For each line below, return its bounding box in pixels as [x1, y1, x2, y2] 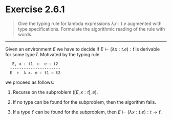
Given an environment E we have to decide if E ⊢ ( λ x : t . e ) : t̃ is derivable [5, 46, 160, 52]
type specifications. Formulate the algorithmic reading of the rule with [17, 26, 165, 32]
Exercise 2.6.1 [5, 4, 65, 15]
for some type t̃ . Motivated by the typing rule [5, 51, 100, 57]
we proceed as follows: [5, 79, 55, 85]
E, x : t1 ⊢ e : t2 [12, 61, 58, 66]
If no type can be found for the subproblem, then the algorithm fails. [12, 99, 157, 105]
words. [17, 31, 33, 37]
